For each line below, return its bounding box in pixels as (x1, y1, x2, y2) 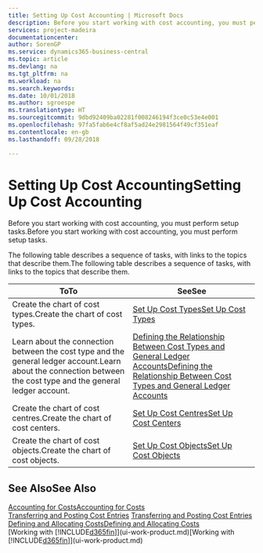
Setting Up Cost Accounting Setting (8, 176, 241, 194)
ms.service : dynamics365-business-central (8, 48, 149, 56)
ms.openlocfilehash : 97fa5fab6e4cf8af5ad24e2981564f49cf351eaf (8, 121, 219, 129)
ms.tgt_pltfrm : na (8, 70, 68, 78)
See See (177, 286, 207, 297)
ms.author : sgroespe (8, 99, 76, 107)
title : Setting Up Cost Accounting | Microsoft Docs (8, 11, 184, 20)
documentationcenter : (8, 33, 79, 42)
